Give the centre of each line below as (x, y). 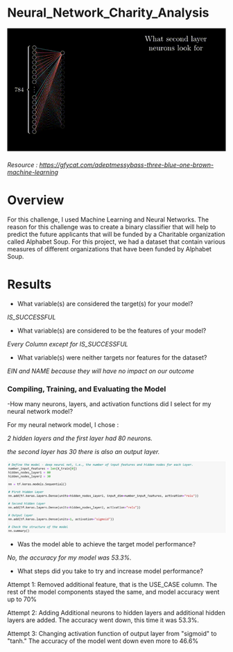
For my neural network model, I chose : (63, 425)
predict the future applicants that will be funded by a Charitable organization (116, 234)
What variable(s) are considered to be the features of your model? (112, 331)
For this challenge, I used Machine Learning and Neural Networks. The (108, 219)
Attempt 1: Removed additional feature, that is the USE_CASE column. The (112, 585)
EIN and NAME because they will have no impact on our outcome (101, 371)
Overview (36, 200)
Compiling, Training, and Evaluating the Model (87, 389)
